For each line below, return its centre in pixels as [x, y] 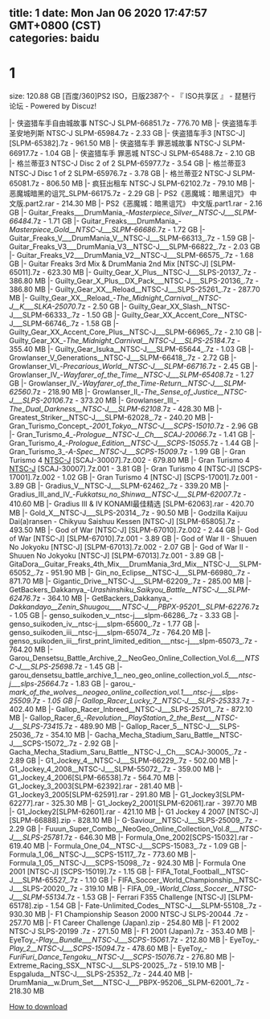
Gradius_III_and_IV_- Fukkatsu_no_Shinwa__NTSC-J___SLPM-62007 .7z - [128, 494]
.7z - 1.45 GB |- [98, 667]
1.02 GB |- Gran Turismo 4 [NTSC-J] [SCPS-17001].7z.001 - [160, 477]
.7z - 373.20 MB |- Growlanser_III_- [121, 400]
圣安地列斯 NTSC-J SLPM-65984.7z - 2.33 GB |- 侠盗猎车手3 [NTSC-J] [127, 133]
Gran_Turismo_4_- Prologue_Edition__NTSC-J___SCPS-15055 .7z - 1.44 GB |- [134, 443]
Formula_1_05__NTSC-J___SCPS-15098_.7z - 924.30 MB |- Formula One [127, 863]
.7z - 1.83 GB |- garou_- [97, 684]
